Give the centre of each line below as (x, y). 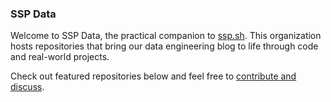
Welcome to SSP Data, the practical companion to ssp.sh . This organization (166, 36)
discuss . (27, 87)
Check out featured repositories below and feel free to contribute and (153, 76)
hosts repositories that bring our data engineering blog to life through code (164, 46)
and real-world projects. (60, 57)
